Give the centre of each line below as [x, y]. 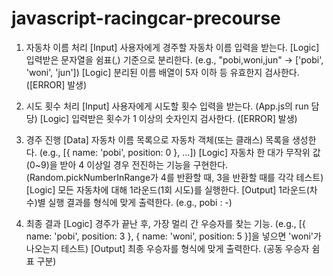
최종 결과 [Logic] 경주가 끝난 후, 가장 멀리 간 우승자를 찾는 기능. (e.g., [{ [165, 223]
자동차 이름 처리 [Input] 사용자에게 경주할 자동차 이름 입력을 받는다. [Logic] [172, 47]
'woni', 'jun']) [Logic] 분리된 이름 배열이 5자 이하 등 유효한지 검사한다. [162, 72]
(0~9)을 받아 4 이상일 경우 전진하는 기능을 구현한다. [127, 164]
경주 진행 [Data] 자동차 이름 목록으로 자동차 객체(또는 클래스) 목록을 [158, 139]
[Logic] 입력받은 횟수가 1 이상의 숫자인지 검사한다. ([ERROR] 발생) [168, 118]
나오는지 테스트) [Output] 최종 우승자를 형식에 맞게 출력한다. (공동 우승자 [167, 248]
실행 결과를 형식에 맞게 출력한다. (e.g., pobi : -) [140, 202]
